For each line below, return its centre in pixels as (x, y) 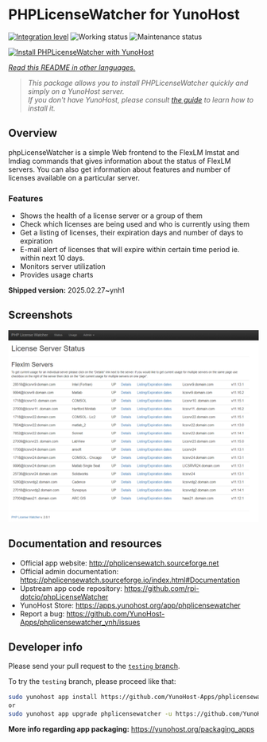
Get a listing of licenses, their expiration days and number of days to (132, 233)
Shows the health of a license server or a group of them (111, 216)
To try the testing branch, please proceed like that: (92, 682)
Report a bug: (42, 613)
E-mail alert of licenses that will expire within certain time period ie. (130, 250)
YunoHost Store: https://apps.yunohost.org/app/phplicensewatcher (130, 605)
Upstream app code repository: (71, 588)
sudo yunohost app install (53, 697)
